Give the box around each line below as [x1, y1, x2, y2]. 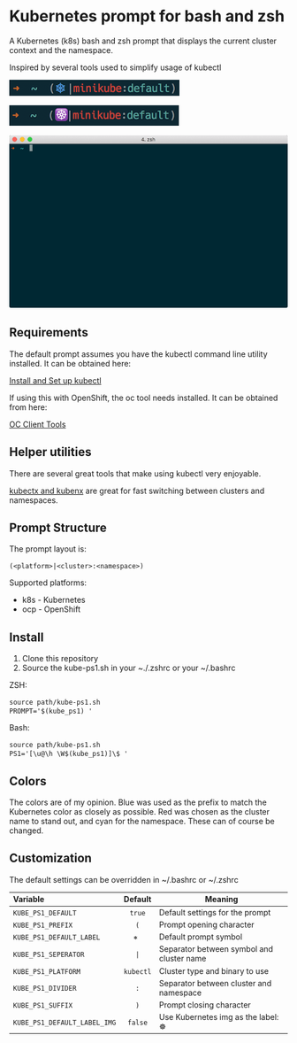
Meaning [204, 894, 239, 905]
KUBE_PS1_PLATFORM [12, 967, 81, 976]
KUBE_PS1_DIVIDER [12, 985, 77, 993]
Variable [12, 894, 45, 905]
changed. [9, 825, 44, 836]
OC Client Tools [9, 419, 66, 429]
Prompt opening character [158, 919, 255, 930]
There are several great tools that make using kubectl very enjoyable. [9, 467, 262, 479]
